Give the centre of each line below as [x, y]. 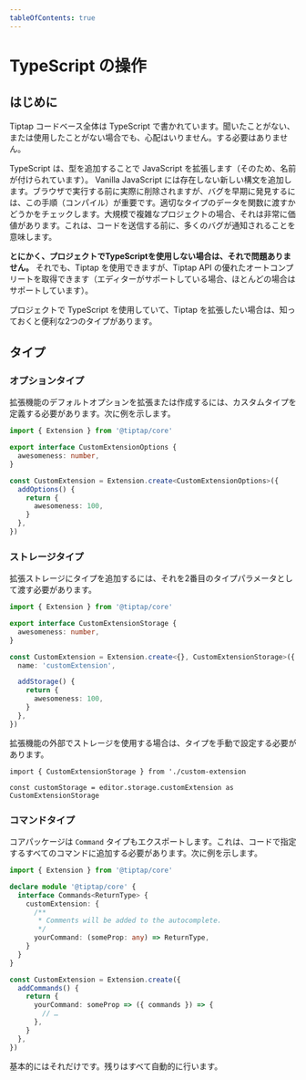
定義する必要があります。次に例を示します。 [92, 414]
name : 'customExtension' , [67, 665]
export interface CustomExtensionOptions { [93, 448]
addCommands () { [48, 988]
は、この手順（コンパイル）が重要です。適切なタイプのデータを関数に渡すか [153, 202]
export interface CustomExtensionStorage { [93, 624]
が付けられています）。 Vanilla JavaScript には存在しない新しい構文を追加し [151, 180]
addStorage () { [46, 682]
